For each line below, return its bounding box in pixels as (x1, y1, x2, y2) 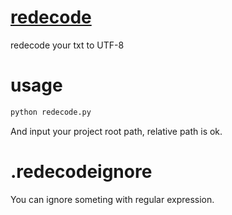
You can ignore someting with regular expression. (10, 193, 215, 205)
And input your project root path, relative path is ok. (10, 125, 223, 137)
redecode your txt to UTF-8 (10, 39, 125, 51)
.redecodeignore (10, 160, 153, 183)
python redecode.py (10, 107, 92, 117)
